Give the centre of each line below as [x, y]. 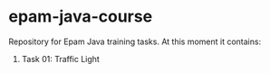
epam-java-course [81, 17]
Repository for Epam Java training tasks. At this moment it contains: [135, 41]
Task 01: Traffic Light [61, 59]
